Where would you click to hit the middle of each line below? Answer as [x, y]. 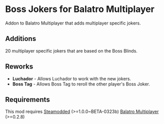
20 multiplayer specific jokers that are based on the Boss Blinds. [71, 50]
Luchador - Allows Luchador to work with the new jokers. [72, 78]
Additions [21, 39]
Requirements [27, 99]
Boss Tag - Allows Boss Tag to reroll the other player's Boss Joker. [81, 84]
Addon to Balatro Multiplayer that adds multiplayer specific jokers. [73, 23]
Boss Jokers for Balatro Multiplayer [80, 9]
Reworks [19, 67]
